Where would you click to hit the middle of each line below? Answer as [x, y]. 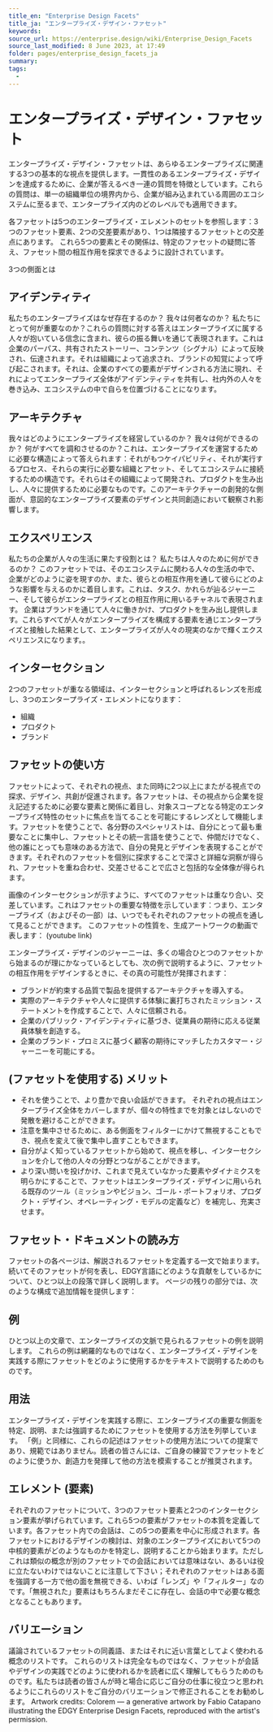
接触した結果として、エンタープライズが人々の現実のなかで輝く [136, 630]
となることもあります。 [48, 1601]
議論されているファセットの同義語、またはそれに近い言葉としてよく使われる [136, 1651]
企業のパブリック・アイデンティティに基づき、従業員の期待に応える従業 [140, 1020]
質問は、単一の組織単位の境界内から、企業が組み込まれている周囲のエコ [136, 194]
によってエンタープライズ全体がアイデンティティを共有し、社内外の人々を [139, 379]
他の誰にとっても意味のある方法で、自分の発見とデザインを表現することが [132, 847]
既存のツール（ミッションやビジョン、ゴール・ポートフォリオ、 [134, 1192]
